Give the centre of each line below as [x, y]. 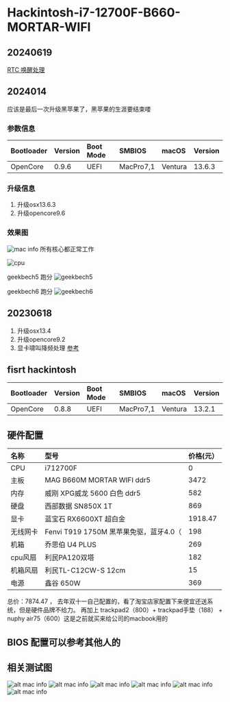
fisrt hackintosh [42, 369]
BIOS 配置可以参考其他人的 [64, 642]
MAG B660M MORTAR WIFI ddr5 [98, 480]
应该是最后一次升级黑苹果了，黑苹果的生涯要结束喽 [79, 109]
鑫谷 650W [63, 584]
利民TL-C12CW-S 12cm [85, 571]
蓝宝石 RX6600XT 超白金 [85, 519]
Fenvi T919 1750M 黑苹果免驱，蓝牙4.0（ [113, 532]
